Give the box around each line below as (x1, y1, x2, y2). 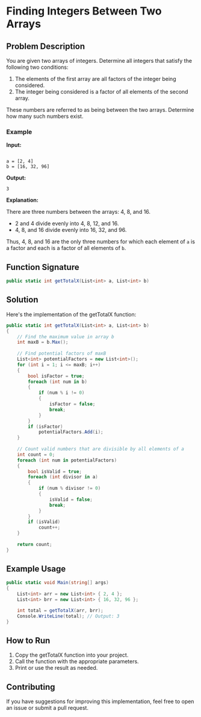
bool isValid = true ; (28, 468, 82, 475)
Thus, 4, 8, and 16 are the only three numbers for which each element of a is (6, 238, 196, 245)
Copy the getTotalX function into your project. (14, 651, 129, 659)
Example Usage (6, 564, 66, 574)
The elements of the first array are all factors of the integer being (14, 76, 176, 82)
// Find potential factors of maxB (17, 350, 107, 357)
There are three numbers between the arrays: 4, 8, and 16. (6, 208, 151, 216)
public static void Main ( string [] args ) (6, 580, 110, 586)
